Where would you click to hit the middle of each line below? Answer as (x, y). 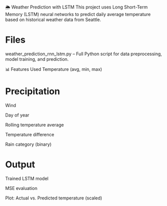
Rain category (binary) (28, 144)
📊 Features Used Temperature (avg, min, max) (54, 69)
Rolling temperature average (35, 125)
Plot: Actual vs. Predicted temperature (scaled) (54, 198)
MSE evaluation (21, 188)
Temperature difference (30, 134)
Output (20, 165)
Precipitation (33, 91)
